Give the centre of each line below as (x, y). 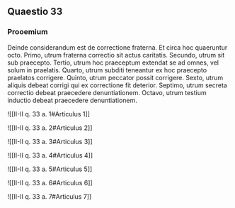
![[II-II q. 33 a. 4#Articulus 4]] (50, 155)
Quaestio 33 (35, 12)
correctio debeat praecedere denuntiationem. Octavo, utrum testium (107, 92)
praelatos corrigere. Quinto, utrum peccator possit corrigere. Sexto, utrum (115, 77)
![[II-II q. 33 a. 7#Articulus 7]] (50, 196)
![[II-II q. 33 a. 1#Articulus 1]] (49, 114)
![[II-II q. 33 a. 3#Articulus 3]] (50, 141)
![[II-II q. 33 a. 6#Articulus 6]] (50, 182)
